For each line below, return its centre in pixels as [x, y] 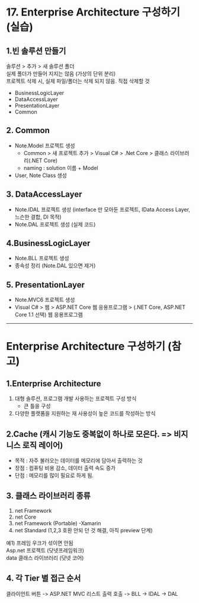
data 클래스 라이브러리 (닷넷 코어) [45, 558]
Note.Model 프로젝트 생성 [45, 146]
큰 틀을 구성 [37, 406]
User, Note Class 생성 [41, 175]
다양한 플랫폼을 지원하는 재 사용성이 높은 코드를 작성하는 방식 [85, 413]
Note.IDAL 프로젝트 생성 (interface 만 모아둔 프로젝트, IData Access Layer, [102, 209]
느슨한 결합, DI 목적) [38, 217]
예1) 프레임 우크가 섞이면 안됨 [40, 543]
